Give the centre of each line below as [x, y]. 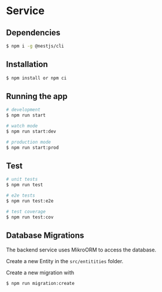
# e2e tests [21, 195]
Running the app [37, 96]
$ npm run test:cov [30, 217]
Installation [27, 64]
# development [23, 110]
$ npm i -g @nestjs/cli [35, 46]
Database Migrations [45, 236]
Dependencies [33, 33]
